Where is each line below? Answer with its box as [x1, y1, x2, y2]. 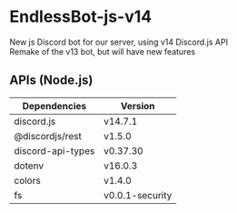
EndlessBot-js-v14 [9, 6, 153, 27]
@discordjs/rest [14, 129, 82, 142]
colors [14, 174, 41, 187]
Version [120, 99, 155, 112]
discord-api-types [14, 144, 95, 157]
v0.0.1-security [103, 188, 173, 201]
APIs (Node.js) [9, 73, 94, 88]
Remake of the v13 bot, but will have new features [9, 46, 196, 56]
